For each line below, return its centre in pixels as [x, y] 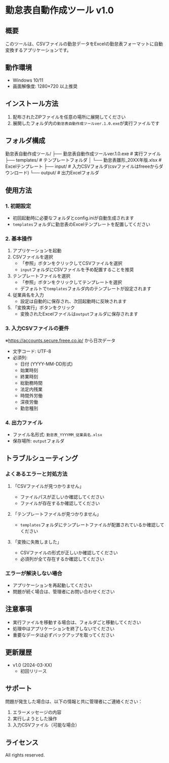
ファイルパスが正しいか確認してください [62, 497]
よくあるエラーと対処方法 [36, 474]
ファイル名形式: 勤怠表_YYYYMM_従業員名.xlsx [57, 435]
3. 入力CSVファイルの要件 [37, 328]
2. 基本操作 [19, 239]
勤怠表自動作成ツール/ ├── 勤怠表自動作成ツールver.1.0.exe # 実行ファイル [83, 154]
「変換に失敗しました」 [37, 542]
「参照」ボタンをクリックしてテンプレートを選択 [71, 282]
